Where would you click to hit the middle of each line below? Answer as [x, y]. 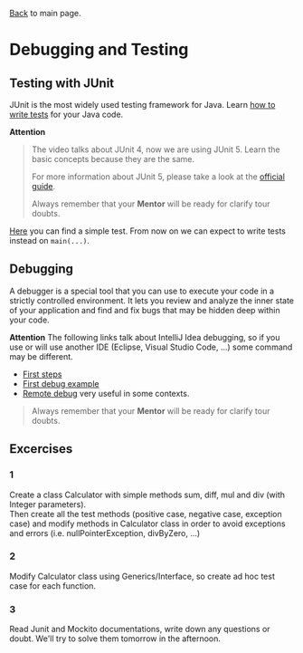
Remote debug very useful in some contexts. [106, 393]
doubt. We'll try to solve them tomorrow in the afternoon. [115, 639]
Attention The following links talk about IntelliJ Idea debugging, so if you [145, 337]
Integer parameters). [48, 504]
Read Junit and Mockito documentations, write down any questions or [140, 629]
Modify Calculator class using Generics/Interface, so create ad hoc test [142, 576]
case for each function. [53, 586]
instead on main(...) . [50, 240]
